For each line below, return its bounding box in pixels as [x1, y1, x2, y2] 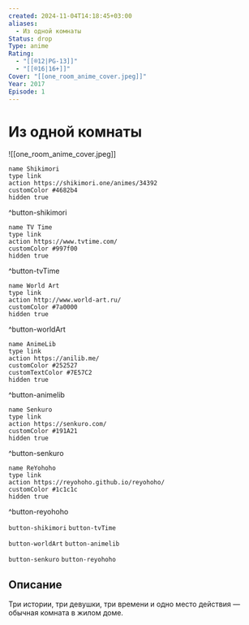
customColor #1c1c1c [8, 485, 79, 494]
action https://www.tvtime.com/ [8, 237, 118, 246]
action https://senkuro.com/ [8, 420, 107, 428]
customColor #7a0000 [8, 303, 79, 311]
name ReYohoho [8, 464, 57, 472]
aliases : [8, 20, 38, 28]
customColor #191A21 [8, 428, 79, 436]
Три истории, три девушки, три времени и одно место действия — [8, 599, 241, 610]
